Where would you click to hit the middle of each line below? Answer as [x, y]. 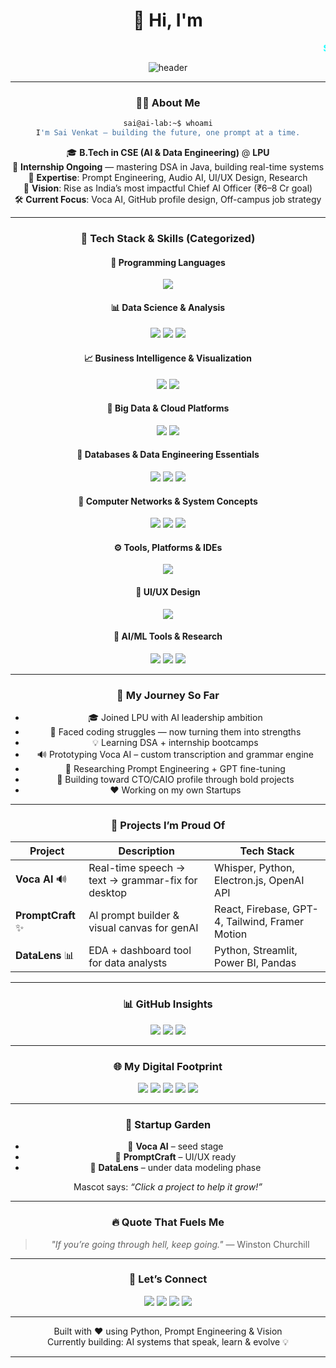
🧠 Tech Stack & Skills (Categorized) [168, 238]
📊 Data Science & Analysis [168, 307]
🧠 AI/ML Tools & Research [168, 636]
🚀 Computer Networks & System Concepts [168, 501]
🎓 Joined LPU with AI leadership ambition [175, 718]
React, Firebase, [252, 909]
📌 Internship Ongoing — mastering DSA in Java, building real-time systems [168, 166]
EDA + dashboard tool [140, 951]
